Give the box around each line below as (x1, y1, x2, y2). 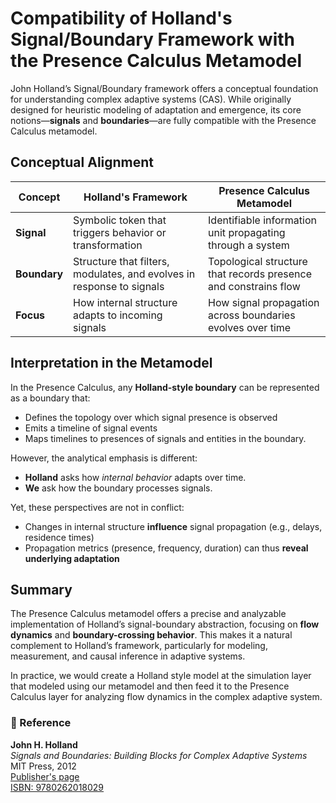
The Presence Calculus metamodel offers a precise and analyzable (10, 608, 287, 620)
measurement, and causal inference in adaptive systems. (10, 650, 246, 662)
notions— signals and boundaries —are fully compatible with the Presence (10, 114, 317, 126)
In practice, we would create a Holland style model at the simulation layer (10, 670, 312, 682)
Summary (10, 581, 73, 598)
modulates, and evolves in (73, 267, 196, 281)
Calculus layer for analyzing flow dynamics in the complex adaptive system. (10, 691, 323, 703)
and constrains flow (208, 279, 301, 293)
